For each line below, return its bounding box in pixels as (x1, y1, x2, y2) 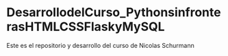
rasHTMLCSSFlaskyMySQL (6, 19, 165, 34)
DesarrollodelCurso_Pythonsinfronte (6, 5, 221, 20)
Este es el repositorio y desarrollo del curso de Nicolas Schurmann (6, 41, 194, 49)
